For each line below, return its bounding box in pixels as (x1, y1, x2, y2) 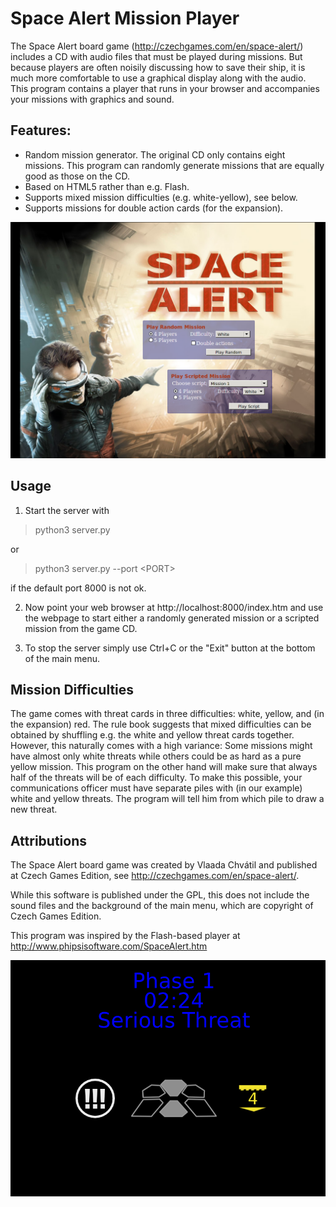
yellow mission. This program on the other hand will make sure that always (10, 761, 318, 773)
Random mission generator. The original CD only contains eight (24, 148, 286, 161)
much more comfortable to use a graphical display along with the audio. (10, 72, 307, 84)
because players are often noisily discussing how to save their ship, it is (10, 61, 306, 73)
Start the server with (24, 504, 110, 516)
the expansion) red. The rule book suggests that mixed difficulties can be (10, 718, 312, 731)
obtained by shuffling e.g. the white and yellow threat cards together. (10, 729, 295, 741)
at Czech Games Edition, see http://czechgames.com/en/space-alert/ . (10, 870, 300, 882)
